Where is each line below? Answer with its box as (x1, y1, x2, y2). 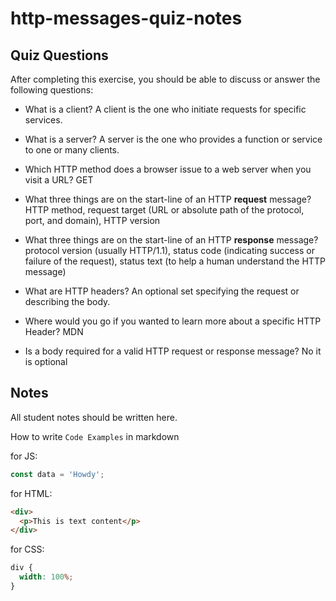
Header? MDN (24, 326, 84, 337)
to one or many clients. (24, 144, 120, 156)
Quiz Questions (10, 47, 109, 64)
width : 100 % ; (19, 572, 74, 582)
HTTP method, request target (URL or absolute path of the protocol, (24, 204, 305, 216)
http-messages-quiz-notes (10, 7, 243, 30)
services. (24, 114, 63, 126)
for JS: (10, 450, 38, 462)
